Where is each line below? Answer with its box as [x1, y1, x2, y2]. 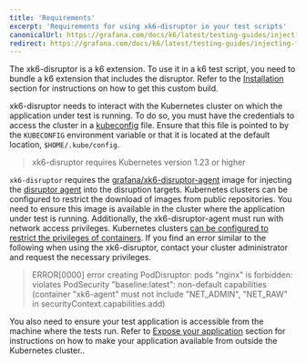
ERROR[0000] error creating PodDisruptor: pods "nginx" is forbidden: [31, 269, 293, 280]
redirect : [9, 38, 47, 48]
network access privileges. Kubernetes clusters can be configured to [9, 223, 269, 234]
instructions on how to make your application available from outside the [9, 336, 278, 347]
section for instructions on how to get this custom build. [9, 83, 219, 94]
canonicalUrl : [9, 30, 64, 39]
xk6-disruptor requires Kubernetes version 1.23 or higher [31, 156, 246, 168]
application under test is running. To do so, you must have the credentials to [9, 110, 295, 121]
